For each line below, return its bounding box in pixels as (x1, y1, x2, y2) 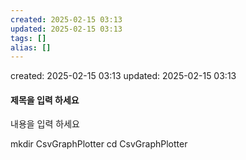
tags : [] (10, 33, 47, 43)
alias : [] (10, 42, 52, 53)
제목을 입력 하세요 (10, 94, 80, 106)
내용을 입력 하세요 (10, 118, 80, 130)
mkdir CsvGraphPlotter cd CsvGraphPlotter (10, 138, 188, 150)
